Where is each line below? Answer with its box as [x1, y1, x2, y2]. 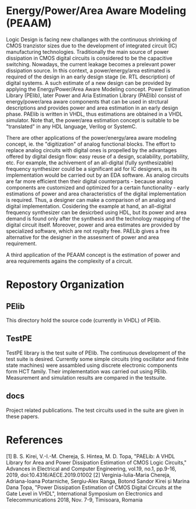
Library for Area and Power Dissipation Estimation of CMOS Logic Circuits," [6, 459, 187, 466]
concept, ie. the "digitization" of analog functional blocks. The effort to [6, 140, 176, 147]
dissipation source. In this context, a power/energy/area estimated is [6, 67, 171, 74]
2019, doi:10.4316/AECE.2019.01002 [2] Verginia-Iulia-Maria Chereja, [6, 471, 171, 478]
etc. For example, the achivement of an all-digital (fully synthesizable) [6, 159, 174, 166]
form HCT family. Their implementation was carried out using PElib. [6, 367, 168, 375]
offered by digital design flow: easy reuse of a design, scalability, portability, [6, 153, 190, 160]
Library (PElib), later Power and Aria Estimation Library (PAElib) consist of [6, 92, 182, 99]
